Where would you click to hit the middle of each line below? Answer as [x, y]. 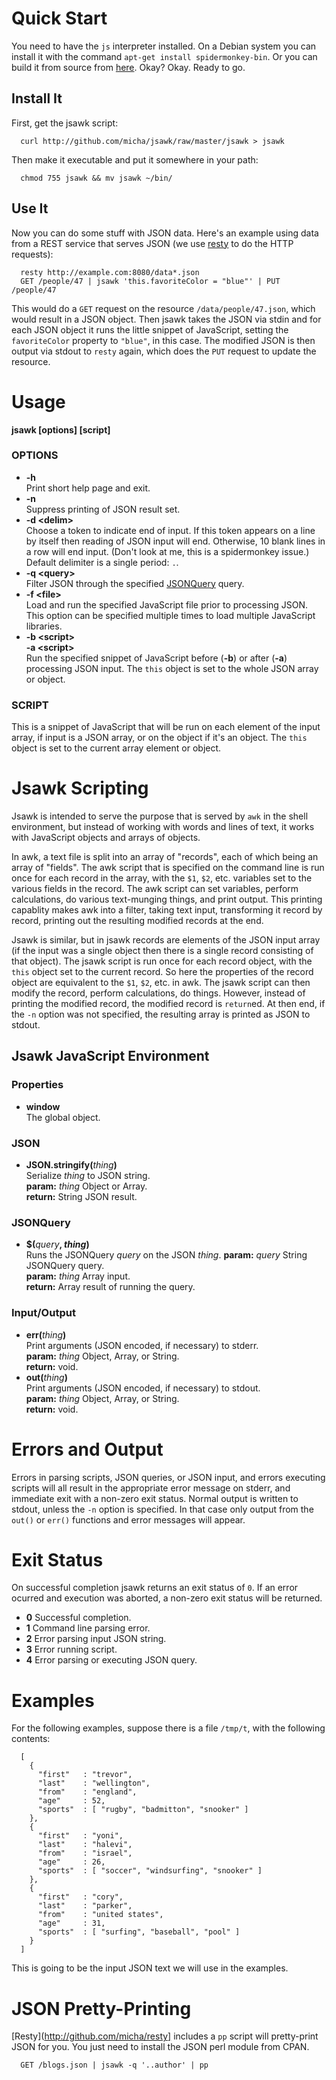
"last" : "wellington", [94, 1783]
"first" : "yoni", [80, 1836]
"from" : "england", [87, 1792]
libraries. [44, 626]
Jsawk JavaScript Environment [110, 1056]
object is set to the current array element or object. [116, 748]
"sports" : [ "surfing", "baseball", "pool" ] [139, 1932]
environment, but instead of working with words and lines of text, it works [163, 827]
